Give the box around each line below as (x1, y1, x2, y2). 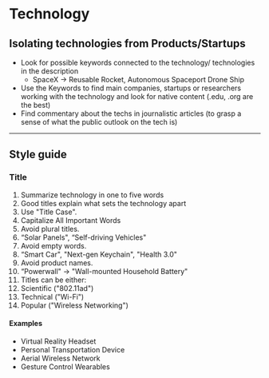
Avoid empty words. (20, 241, 87, 250)
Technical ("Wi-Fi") (20, 292, 85, 301)
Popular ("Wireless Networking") (20, 300, 129, 310)
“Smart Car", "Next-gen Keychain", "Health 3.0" (20, 249, 178, 259)
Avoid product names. (20, 257, 93, 268)
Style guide (9, 148, 67, 161)
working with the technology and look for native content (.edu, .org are (20, 92, 254, 101)
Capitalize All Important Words (20, 215, 121, 225)
